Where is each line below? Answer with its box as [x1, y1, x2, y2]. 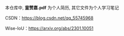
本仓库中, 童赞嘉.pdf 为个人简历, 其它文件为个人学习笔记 [5, 5, 119, 10]
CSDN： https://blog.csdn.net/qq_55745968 [5, 15, 93, 21]
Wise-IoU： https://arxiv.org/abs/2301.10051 [5, 25, 93, 31]
